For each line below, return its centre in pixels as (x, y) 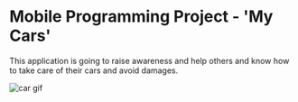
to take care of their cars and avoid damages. (94, 70)
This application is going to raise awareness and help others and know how (149, 60)
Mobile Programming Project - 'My (141, 17)
